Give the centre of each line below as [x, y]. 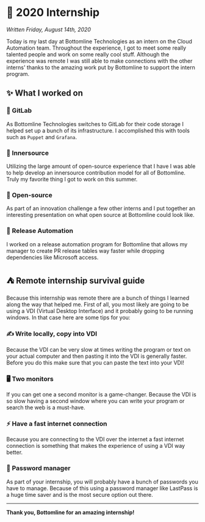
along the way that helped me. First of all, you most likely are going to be [98, 304]
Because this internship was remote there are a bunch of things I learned [98, 298]
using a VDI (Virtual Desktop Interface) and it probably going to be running [100, 311]
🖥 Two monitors [30, 379]
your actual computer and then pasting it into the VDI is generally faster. [97, 356]
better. [15, 452]
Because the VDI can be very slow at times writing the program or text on [99, 349]
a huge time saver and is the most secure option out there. [80, 494]
